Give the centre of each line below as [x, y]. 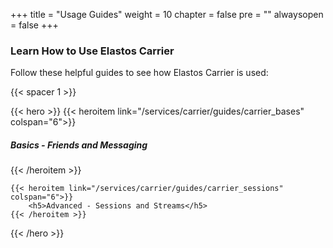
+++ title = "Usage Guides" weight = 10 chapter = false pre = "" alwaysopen [167, 14]
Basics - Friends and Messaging [79, 145]
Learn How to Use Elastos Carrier [92, 51]
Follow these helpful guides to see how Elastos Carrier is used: [139, 73]
